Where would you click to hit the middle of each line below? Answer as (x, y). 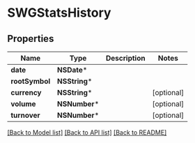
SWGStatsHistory (59, 13)
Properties (31, 39)
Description (125, 58)
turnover (25, 115)
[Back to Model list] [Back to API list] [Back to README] (87, 133)
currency (26, 92)
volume (23, 104)
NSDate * (72, 70)
